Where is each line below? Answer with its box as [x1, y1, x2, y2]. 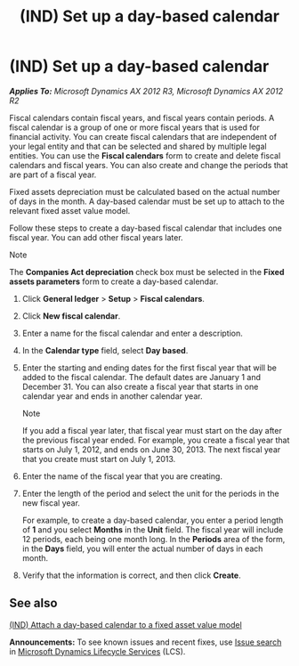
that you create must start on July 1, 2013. [21, 453, 176, 464]
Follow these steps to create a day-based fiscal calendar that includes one [9, 223, 282, 233]
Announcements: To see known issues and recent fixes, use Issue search [9, 637, 282, 647]
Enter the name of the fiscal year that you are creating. [21, 470, 222, 482]
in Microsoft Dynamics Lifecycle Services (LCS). [9, 646, 186, 656]
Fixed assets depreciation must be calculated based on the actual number [9, 186, 280, 197]
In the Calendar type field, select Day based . [21, 345, 189, 355]
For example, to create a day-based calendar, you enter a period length [21, 515, 284, 525]
